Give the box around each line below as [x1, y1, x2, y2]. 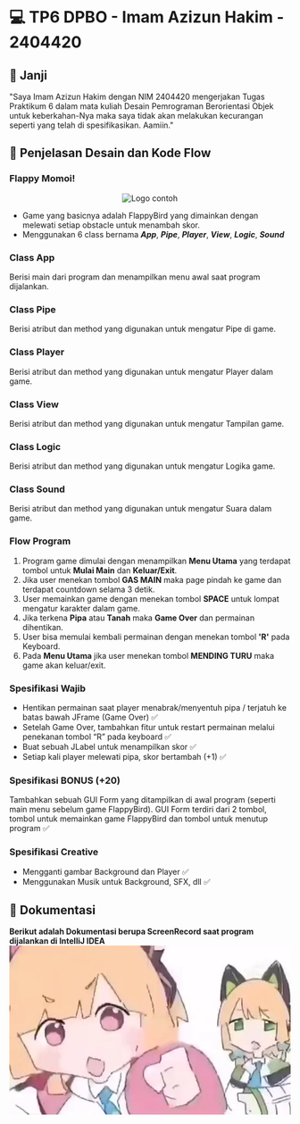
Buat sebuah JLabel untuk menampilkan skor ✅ [21, 742, 197, 753]
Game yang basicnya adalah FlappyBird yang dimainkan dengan [21, 210, 259, 221]
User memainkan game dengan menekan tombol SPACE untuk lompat [21, 593, 279, 604]
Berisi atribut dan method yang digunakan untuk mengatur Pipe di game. [9, 323, 277, 335]
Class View [9, 398, 60, 411]
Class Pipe [9, 303, 56, 315]
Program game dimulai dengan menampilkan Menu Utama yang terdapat [21, 555, 291, 566]
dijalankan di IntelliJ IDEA [9, 936, 105, 946]
